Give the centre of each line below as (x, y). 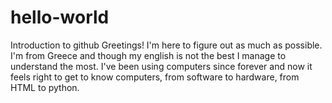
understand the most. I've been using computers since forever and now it (161, 66)
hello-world (60, 17)
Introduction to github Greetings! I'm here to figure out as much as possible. (166, 45)
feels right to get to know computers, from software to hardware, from (155, 77)
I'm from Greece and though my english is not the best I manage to (148, 55)
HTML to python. (45, 87)
